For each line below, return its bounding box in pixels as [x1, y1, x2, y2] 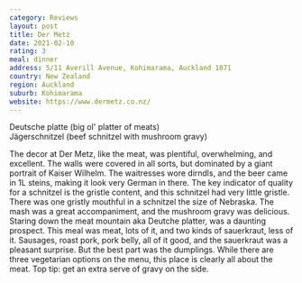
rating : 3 [9, 47, 47, 56]
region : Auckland [9, 80, 75, 89]
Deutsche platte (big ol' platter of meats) [9, 122, 160, 132]
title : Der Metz [9, 30, 70, 39]
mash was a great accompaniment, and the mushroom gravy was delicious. [9, 206, 290, 217]
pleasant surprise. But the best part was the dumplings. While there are [9, 244, 274, 255]
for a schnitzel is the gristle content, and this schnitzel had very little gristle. [9, 187, 290, 198]
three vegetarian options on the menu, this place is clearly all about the [9, 254, 273, 265]
